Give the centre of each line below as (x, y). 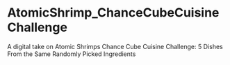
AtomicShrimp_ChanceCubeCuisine (113, 13)
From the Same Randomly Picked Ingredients (72, 54)
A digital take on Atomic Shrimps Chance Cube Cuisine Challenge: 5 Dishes (115, 46)
